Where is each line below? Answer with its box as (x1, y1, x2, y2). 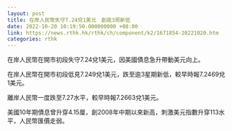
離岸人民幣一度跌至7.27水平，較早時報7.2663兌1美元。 (7, 94, 163, 102)
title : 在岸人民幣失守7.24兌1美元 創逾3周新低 (7, 17, 131, 23)
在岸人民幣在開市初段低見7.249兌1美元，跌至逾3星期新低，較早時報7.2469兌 (7, 70, 226, 79)
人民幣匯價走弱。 (19, 117, 68, 125)
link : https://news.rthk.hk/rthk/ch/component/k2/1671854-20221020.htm (7, 29, 219, 37)
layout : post (7, 10, 45, 17)
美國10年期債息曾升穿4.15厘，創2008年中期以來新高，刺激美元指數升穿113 (7, 108, 219, 117)
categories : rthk (7, 36, 58, 43)
